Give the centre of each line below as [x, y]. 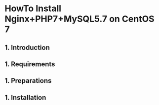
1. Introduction [27, 47]
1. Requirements [30, 64]
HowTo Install [33, 9]
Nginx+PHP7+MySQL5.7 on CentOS [79, 19]
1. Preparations [28, 81]
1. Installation [25, 97]
